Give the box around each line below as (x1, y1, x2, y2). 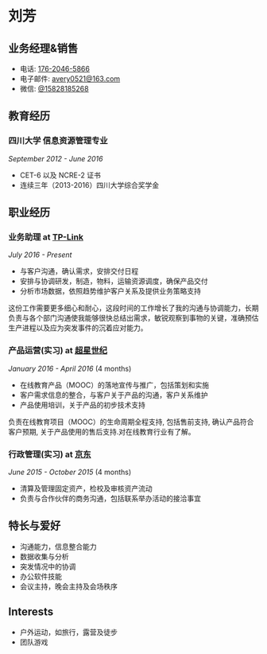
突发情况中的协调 (19, 562, 76, 571)
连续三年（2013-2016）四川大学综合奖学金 (19, 180, 160, 189)
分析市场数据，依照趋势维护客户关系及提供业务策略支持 (19, 286, 201, 296)
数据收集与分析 (19, 551, 69, 561)
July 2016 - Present (8, 250, 72, 259)
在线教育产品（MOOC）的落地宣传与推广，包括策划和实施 (19, 380, 210, 390)
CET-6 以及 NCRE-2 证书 (19, 170, 102, 180)
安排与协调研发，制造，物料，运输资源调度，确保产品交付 (19, 276, 208, 286)
